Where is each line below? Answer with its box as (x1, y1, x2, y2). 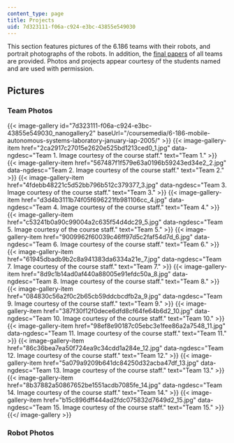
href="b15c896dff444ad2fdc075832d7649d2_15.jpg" (43, 396, 197, 405)
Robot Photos (7, 428, 54, 437)
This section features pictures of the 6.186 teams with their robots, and (7, 43, 211, 51)
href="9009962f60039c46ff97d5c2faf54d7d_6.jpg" (43, 233, 193, 241)
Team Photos (7, 105, 53, 115)
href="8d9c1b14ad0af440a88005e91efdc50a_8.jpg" (21, 270, 171, 278)
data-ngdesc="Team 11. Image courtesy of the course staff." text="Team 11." (7, 329, 227, 338)
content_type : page (7, 10, 64, 17)
